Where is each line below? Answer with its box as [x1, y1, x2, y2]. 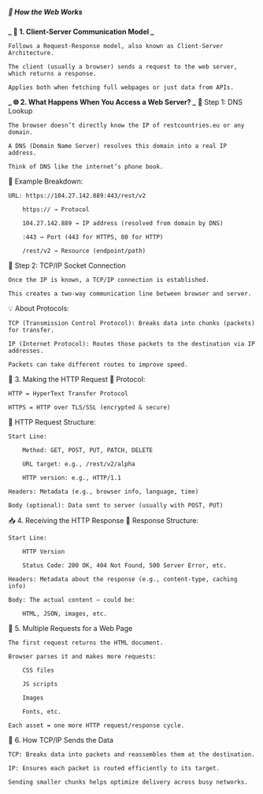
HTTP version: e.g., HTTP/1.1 [22, 473, 122, 481]
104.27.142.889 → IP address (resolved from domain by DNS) [22, 219, 224, 227]
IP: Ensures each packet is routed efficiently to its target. [8, 764, 220, 772]
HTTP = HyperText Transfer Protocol [8, 389, 128, 398]
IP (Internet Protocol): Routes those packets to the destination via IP [8, 339, 256, 347]
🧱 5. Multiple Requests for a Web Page [8, 623, 133, 633]
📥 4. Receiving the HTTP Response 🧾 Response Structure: [8, 515, 199, 525]
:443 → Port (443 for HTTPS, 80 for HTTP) [22, 233, 164, 241]
